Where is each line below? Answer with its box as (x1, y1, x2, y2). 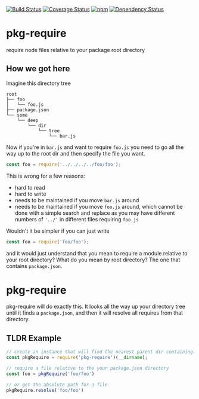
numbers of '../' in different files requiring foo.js (14, 215, 139, 223)
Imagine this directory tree (6, 80, 71, 87)
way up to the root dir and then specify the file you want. (6, 150, 145, 157)
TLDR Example (6, 333, 61, 343)
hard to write (14, 190, 46, 197)
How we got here (6, 63, 70, 74)
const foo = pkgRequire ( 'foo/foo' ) (6, 371, 95, 377)
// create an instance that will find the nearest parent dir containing (6, 349, 194, 355)
